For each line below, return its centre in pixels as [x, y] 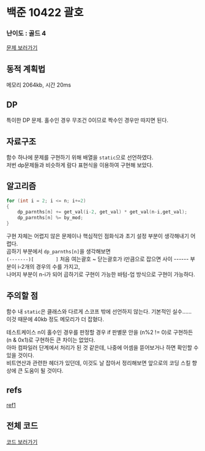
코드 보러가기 [22, 442]
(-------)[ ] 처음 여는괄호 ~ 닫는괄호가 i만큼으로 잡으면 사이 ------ [98, 259]
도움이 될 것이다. [44, 370]
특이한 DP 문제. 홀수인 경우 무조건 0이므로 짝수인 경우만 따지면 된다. [88, 120]
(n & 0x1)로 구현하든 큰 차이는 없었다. [51, 340]
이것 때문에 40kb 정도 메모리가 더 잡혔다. [55, 319]
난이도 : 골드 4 [26, 33]
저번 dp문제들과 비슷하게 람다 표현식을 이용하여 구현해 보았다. [80, 165]
